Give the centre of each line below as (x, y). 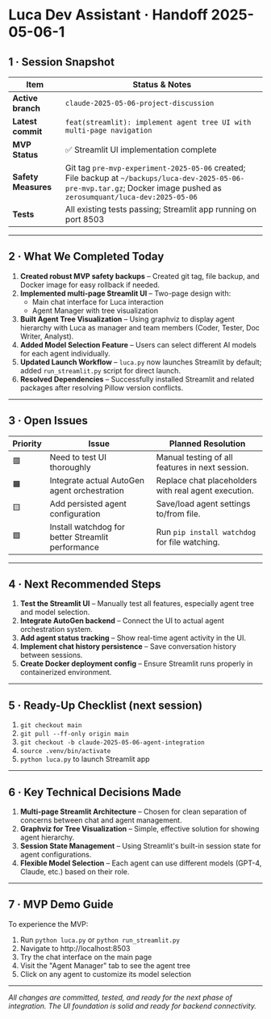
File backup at (92, 178)
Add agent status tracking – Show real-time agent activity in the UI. (133, 638)
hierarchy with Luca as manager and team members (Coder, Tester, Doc (140, 327)
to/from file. (178, 513)
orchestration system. (56, 630)
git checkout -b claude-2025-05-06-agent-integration (112, 743)
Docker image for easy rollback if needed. (90, 284)
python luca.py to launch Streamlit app (85, 759)
